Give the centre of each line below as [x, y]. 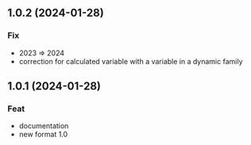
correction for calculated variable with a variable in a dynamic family [131, 61]
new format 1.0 [43, 135]
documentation [44, 126]
